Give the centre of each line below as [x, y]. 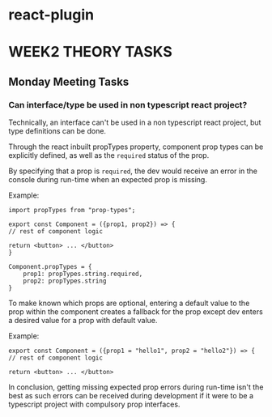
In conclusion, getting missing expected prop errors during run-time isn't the [136, 387]
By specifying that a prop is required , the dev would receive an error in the [133, 171]
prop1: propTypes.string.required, [83, 274]
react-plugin [51, 15]
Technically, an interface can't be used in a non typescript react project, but [135, 122]
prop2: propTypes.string [65, 281]
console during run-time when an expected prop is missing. [108, 180]
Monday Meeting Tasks [69, 81]
